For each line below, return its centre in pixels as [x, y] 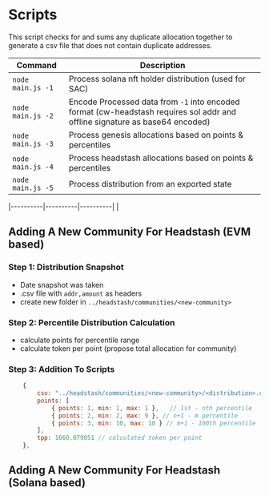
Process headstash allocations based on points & [161, 158]
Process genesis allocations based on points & [156, 135]
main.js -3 [33, 143]
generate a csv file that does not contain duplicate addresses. [110, 45]
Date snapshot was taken [62, 284]
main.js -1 [33, 87]
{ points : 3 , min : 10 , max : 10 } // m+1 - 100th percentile [153, 423]
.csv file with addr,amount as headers [81, 293]
